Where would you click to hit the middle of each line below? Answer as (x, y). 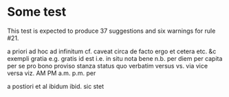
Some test (37, 12)
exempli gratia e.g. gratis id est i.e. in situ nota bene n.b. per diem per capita (115, 58)
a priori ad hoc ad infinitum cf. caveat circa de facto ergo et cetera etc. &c (112, 51)
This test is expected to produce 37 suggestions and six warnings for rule (111, 31)
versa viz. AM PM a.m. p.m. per (52, 73)
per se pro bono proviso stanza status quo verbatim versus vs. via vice (108, 66)
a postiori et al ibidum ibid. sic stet (56, 86)
